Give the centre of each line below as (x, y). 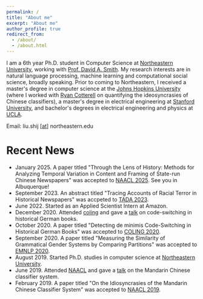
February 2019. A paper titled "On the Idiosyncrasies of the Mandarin (101, 283)
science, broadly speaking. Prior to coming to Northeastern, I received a (96, 82)
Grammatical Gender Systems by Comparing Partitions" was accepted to (106, 244)
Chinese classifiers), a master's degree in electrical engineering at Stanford (101, 101)
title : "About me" (29, 18)
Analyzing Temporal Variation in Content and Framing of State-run (98, 174)
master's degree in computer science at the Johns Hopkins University (94, 88)
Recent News (40, 150)
